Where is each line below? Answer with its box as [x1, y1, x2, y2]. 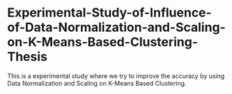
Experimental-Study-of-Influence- [7, 5, 212, 21]
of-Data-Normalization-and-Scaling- [7, 19, 226, 35]
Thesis [7, 49, 47, 65]
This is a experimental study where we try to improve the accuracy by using [7, 71, 225, 80]
